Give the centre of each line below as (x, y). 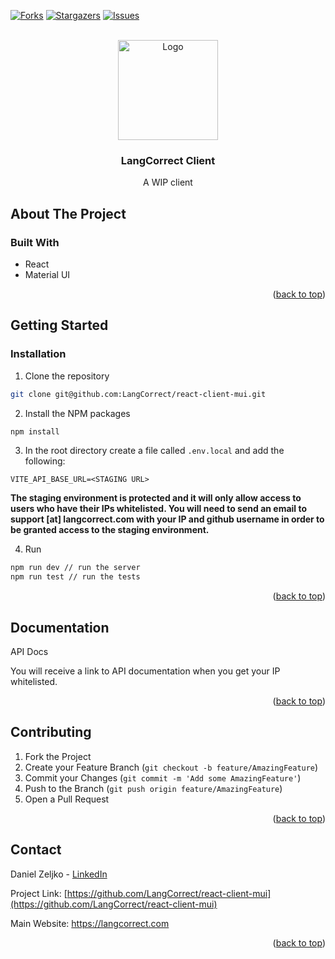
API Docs (29, 651)
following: (45, 461)
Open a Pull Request (67, 799)
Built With (35, 242)
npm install (35, 431)
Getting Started (59, 325)
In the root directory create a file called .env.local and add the (154, 451)
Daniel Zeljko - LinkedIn (59, 874)
